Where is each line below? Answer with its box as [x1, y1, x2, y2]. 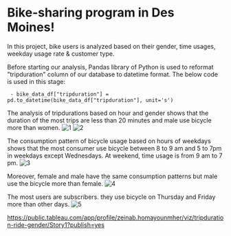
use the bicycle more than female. [7, 179, 103, 187]
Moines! [7, 19, 55, 35]
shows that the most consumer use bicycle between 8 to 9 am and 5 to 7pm [7, 144, 222, 152]
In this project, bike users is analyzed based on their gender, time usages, [7, 42, 216, 50]
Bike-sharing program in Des [7, 5, 175, 21]
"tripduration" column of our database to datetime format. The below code [7, 70, 219, 78]
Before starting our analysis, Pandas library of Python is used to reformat [7, 63, 214, 71]
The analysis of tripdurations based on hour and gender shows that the [7, 109, 209, 117]
